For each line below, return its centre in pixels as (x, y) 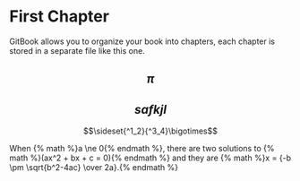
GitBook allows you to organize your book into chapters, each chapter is (142, 41)
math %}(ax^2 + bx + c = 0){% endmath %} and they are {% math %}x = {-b (150, 158)
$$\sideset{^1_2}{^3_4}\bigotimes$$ (150, 131)
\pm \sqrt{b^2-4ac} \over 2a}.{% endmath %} (94, 168)
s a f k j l (150, 109)
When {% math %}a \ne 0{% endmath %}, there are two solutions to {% (142, 149)
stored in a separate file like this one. (77, 50)
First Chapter (60, 17)
